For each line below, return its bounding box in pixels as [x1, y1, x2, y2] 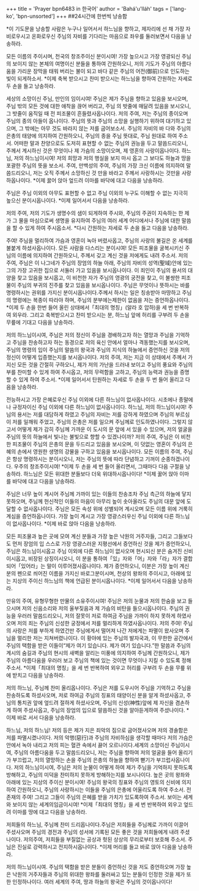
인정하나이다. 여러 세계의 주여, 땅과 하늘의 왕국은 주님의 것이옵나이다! [12, 879, 172, 885]
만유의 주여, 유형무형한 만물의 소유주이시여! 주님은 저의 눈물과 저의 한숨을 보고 [6, 597, 187, 605]
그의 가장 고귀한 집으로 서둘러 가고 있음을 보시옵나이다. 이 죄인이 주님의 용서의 [6, 267, 187, 273]
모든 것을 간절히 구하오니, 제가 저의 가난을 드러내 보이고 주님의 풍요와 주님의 [17, 361, 193, 368]
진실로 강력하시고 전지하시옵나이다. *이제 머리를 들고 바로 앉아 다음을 [17, 843, 177, 850]
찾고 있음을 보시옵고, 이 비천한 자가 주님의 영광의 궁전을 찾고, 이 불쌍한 [17, 274, 180, 281]
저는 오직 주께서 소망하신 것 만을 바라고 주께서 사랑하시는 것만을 [33, 169, 181, 177]
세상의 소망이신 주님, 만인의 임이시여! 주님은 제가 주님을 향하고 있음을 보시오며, [6, 95, 188, 102]
